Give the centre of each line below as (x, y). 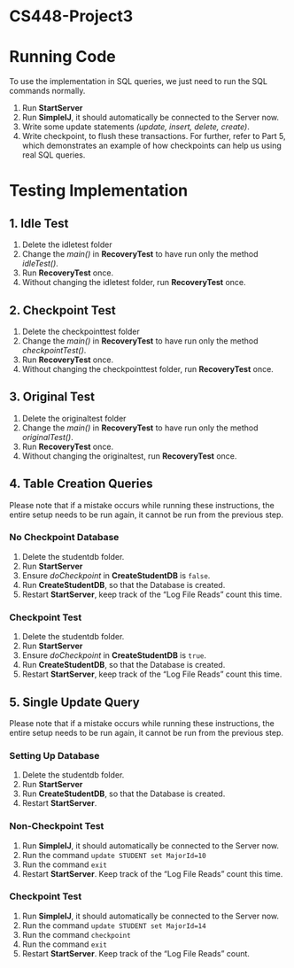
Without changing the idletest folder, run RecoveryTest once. (134, 283)
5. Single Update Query (74, 702)
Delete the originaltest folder (74, 418)
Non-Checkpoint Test (57, 826)
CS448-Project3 (71, 16)
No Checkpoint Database (64, 538)
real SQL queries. (54, 155)
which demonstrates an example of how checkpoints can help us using (151, 146)
